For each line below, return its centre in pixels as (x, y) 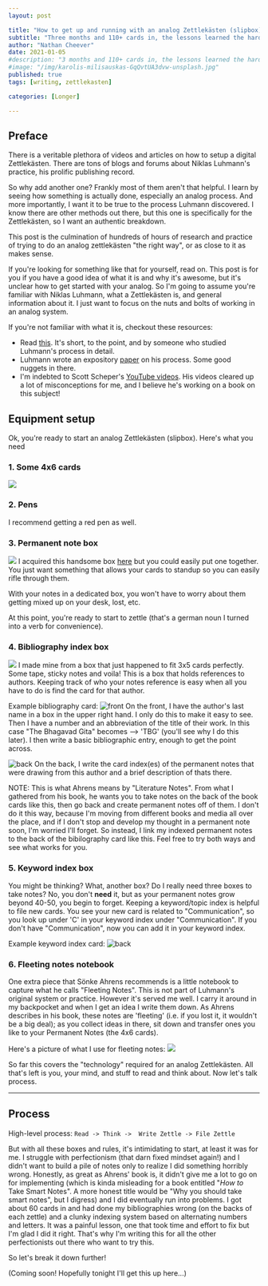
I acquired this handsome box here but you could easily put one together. (138, 562)
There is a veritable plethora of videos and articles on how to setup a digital (132, 155)
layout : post (30, 16)
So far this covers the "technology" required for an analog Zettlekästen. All (131, 1064)
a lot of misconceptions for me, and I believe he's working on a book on (137, 385)
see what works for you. (48, 847)
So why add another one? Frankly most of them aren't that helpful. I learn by (134, 188)
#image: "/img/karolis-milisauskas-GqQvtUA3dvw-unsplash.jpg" (114, 67)
